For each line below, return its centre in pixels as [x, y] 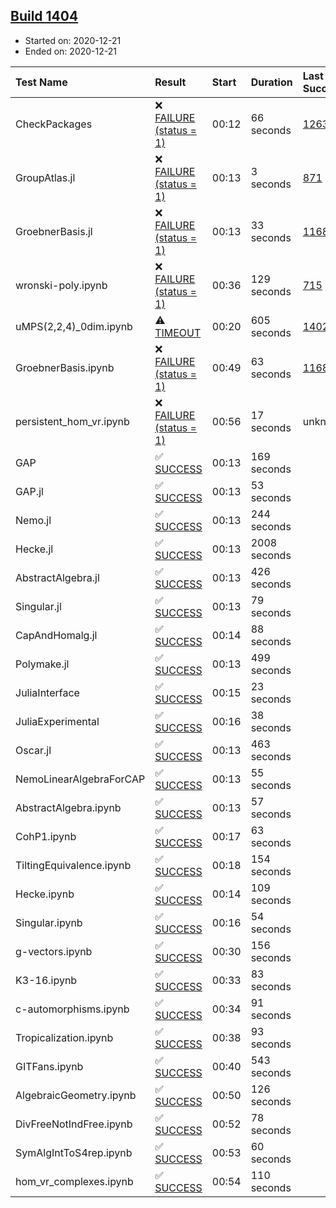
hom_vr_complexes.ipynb [74, 1181]
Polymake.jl [42, 664]
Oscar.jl [33, 750]
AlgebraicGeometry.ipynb [76, 1095]
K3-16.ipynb [46, 980]
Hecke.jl [34, 549]
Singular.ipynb [49, 922]
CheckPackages [54, 124]
